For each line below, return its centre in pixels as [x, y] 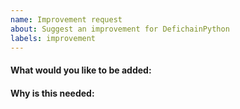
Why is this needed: [52, 93]
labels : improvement [53, 38]
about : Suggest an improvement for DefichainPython [120, 29]
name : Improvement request [66, 19]
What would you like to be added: [81, 70]
